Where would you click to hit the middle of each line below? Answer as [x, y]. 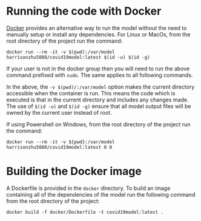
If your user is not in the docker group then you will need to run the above [98, 69]
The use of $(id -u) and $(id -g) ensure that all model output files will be [99, 106]
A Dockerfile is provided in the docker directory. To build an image [88, 188]
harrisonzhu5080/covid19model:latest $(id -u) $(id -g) [78, 57]
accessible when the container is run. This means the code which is [91, 93]
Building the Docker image [74, 172]
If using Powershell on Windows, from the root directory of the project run [98, 124]
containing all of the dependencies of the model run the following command [101, 194]
